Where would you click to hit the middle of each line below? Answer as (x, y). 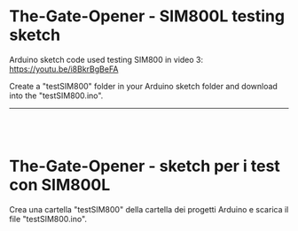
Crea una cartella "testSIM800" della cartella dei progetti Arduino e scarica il (149, 209)
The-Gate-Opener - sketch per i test (145, 166)
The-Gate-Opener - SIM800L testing (147, 16)
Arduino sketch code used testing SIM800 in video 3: (106, 59)
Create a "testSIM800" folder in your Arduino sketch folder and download (143, 86)
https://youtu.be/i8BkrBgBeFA (64, 69)
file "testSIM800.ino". (48, 219)
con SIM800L (60, 185)
